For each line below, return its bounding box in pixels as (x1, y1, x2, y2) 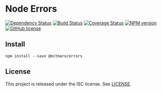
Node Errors (5, 3, 57, 15)
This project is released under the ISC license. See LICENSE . (5, 81, 132, 87)
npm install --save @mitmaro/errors (5, 53, 83, 58)
